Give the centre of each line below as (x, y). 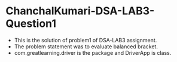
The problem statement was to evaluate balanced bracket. (86, 46)
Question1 (31, 24)
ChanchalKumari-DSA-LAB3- (80, 11)
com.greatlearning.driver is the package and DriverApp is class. (93, 52)
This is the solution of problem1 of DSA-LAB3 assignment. (86, 40)
